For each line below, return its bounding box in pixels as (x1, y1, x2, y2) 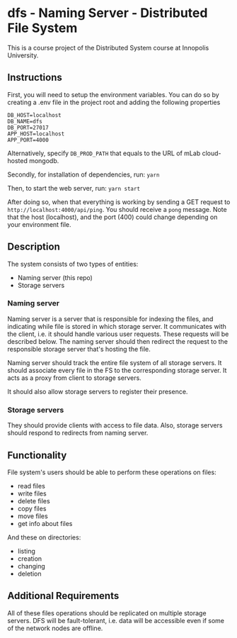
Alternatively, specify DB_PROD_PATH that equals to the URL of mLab (7, 149, 201, 157)
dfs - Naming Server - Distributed (7, 5, 208, 21)
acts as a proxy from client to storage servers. (7, 374, 141, 382)
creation (17, 554, 42, 563)
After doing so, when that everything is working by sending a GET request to (7, 197, 231, 206)
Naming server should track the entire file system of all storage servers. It (7, 358, 222, 366)
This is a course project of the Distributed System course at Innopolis (7, 43, 209, 52)
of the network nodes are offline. (7, 624, 103, 632)
